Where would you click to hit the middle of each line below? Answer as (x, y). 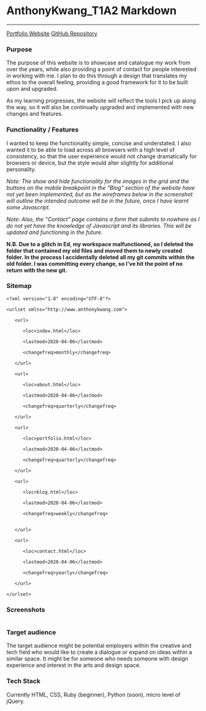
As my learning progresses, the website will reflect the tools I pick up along (101, 101)
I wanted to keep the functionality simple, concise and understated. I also (99, 143)
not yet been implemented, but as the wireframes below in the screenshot (100, 194)
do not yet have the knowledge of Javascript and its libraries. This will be (99, 225)
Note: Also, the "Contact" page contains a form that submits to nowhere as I (103, 219)
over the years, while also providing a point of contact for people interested (101, 69)
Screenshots (26, 610)
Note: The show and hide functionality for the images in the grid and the (98, 181)
